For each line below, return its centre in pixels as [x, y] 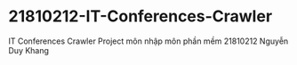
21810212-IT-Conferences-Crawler [140, 16]
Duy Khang [29, 50]
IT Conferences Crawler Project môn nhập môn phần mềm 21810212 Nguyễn [148, 41]
